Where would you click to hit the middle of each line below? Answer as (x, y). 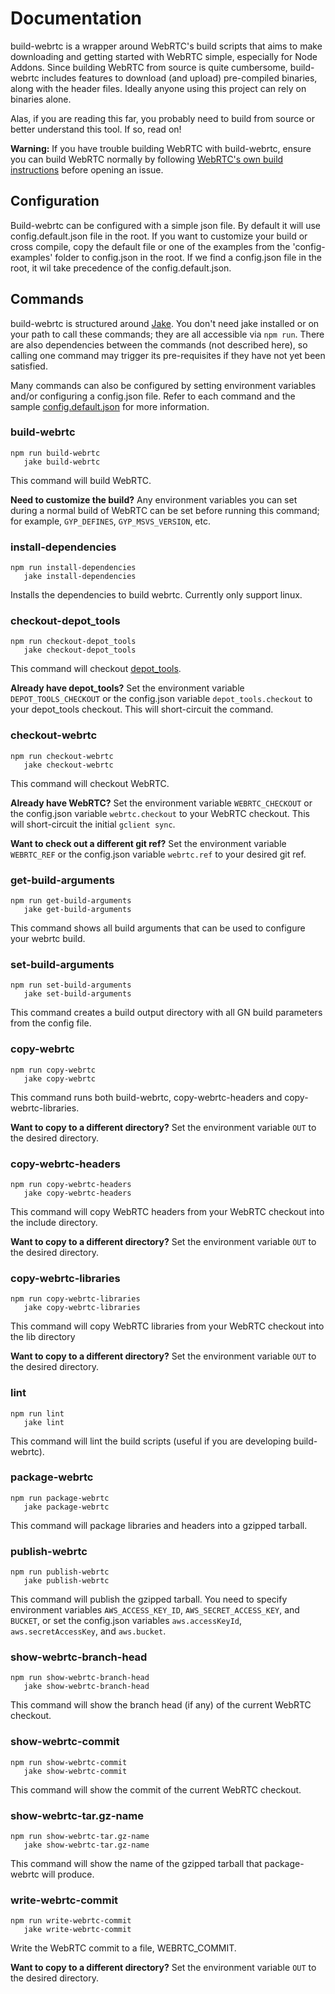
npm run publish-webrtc (60, 1572)
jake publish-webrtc (66, 1581)
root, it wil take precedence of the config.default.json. (121, 268)
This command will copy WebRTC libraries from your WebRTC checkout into (167, 1326)
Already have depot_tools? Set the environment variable (127, 688)
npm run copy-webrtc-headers (71, 1184)
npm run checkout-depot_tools (73, 642)
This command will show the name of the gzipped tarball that (136, 1864)
